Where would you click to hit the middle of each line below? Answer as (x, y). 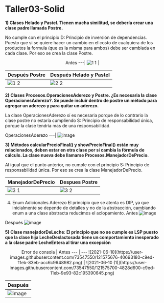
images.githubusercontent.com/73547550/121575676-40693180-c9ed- (82, 257)
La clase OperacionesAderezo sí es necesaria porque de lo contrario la (77, 115)
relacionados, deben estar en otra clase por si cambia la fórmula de (75, 150)
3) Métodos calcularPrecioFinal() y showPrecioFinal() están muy (72, 145)
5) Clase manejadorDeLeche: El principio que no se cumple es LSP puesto (82, 232)
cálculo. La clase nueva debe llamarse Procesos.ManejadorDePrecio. (77, 155)
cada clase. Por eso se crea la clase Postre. (49, 53)
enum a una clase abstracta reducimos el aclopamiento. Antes (75, 213)
